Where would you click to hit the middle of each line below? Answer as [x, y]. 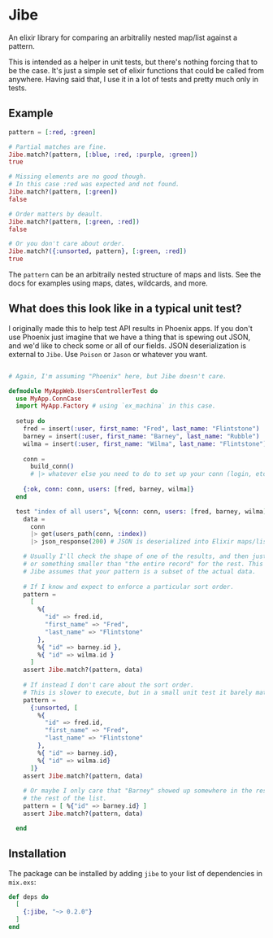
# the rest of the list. [65, 799]
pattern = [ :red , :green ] [52, 132]
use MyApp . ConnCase [49, 399]
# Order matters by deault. [56, 214]
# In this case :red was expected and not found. [94, 185]
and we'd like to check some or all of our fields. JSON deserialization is [128, 345]
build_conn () [52, 467]
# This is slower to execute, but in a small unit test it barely [138, 692]
